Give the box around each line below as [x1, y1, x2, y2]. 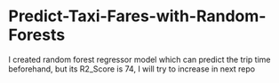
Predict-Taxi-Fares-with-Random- [8, 6, 267, 26]
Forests [8, 25, 66, 45]
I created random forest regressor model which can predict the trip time [8, 54, 271, 64]
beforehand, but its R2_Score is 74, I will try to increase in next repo [8, 64, 255, 74]
